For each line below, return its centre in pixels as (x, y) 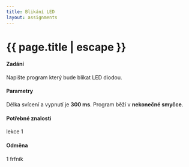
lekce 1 (15, 132)
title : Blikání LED (31, 12)
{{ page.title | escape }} (66, 47)
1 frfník (15, 159)
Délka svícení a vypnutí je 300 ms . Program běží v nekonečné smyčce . (95, 105)
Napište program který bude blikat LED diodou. (64, 77)
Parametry (20, 91)
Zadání (15, 64)
